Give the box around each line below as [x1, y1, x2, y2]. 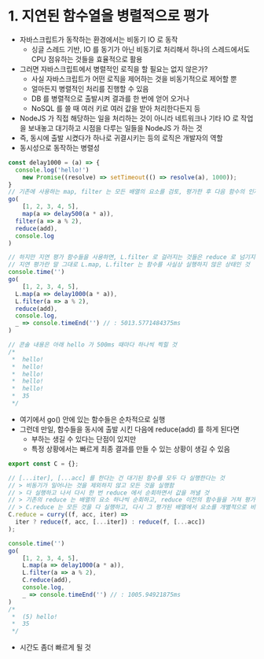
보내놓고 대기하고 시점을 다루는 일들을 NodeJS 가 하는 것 [27, 123, 203, 132]
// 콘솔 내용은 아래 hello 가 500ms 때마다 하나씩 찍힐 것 [8, 341, 178, 349]
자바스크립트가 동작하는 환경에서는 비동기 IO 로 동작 [19, 35, 178, 44]
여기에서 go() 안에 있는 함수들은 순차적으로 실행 [19, 414, 166, 424]
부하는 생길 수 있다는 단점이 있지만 [31, 434, 137, 443]
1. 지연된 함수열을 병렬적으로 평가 [8, 7, 209, 25]
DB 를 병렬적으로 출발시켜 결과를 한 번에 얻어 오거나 [31, 94, 190, 103]
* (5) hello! [11, 613, 58, 620]
